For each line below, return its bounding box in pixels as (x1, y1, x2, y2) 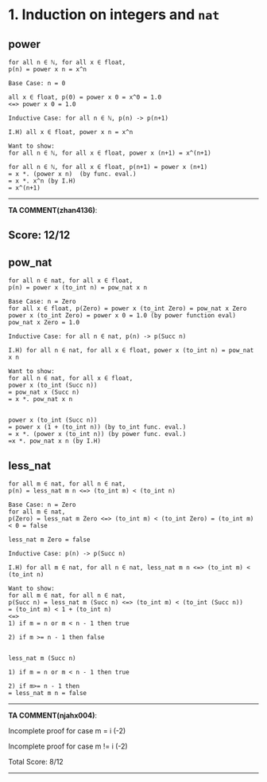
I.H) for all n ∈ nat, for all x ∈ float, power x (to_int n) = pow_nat (8, 347, 254, 355)
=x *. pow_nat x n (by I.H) (8, 437, 102, 446)
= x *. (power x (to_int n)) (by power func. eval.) (8, 430, 187, 438)
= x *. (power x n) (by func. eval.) (8, 170, 137, 178)
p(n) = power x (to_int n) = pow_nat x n (8, 284, 148, 292)
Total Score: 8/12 (8, 757, 64, 767)
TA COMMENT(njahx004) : (8, 711, 98, 721)
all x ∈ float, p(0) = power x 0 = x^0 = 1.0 (8, 93, 161, 101)
